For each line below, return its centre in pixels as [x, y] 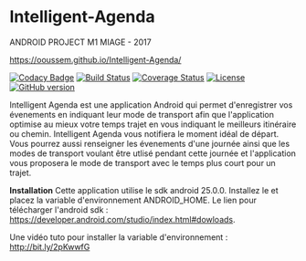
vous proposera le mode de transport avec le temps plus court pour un [142, 162]
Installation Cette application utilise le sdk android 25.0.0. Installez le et [144, 190]
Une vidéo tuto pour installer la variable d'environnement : [119, 237]
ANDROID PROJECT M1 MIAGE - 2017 [81, 42]
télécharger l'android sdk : [59, 209]
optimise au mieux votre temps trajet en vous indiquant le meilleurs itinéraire [153, 124]
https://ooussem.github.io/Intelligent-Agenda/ [95, 59]
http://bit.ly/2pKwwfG [50, 246]
